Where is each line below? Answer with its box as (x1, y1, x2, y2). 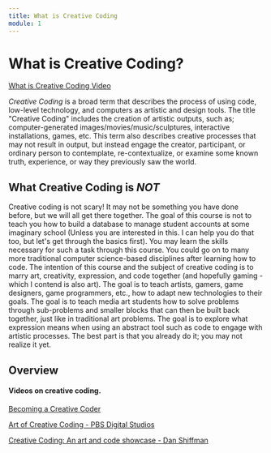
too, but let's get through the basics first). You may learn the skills (8, 237, 229, 246)
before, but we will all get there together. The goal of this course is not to (8, 211, 252, 220)
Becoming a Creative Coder (8, 404, 101, 413)
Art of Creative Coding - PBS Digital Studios (8, 419, 155, 429)
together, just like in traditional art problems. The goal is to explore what (8, 314, 248, 324)
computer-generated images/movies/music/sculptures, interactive (8, 122, 230, 132)
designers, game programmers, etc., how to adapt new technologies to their (8, 288, 263, 298)
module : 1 (8, 19, 42, 28)
